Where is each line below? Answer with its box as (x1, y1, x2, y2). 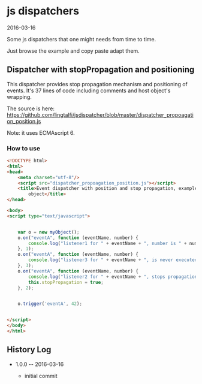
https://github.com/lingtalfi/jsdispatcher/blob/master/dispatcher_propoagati (7, 111, 194, 118)
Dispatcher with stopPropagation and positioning (7, 65, 195, 75)
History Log (7, 344, 52, 355)
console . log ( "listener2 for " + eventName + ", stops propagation (28, 274, 198, 280)
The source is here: (7, 105, 55, 112)
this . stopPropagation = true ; (28, 279, 104, 285)
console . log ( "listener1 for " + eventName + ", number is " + (28, 240, 187, 246)
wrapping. (7, 93, 32, 100)
